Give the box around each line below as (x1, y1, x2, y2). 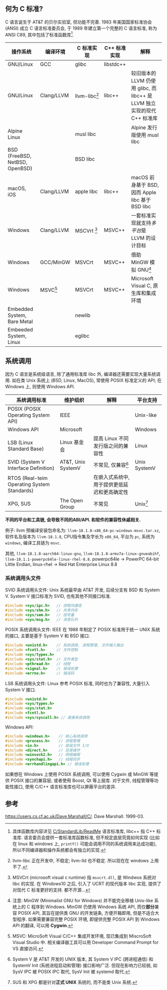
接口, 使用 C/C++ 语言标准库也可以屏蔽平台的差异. (13, 784, 117, 790)
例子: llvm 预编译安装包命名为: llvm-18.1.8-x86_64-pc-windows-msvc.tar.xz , (5, 527, 161, 533)
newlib (75, 311, 91, 318)
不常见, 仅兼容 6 (93, 461, 129, 469)
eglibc (75, 332, 89, 339)
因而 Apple (131, 189, 157, 196)
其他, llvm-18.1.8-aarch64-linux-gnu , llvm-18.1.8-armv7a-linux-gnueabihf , (5, 550, 161, 556)
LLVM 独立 (131, 100, 156, 107)
